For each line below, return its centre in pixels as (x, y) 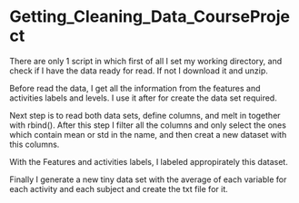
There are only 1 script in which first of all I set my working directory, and (146, 61)
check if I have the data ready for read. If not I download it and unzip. (139, 71)
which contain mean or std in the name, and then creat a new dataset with (148, 134)
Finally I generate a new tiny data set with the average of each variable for (148, 179)
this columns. (35, 144)
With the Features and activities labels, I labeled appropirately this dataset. (149, 161)
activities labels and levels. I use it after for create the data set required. (143, 98)
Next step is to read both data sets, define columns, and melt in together (145, 115)
